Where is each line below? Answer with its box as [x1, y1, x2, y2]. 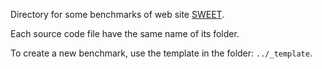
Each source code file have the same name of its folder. [10, 28, 240, 39]
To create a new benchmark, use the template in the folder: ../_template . [10, 47, 313, 59]
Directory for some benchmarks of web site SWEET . [10, 9, 225, 20]
